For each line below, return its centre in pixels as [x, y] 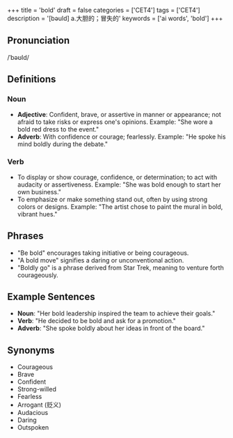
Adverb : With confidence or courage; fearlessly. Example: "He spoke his [121, 136]
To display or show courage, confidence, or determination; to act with [117, 177]
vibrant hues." [37, 214]
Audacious [33, 413]
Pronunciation [39, 41]
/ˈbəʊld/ [18, 57]
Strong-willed [37, 389]
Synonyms [31, 350]
